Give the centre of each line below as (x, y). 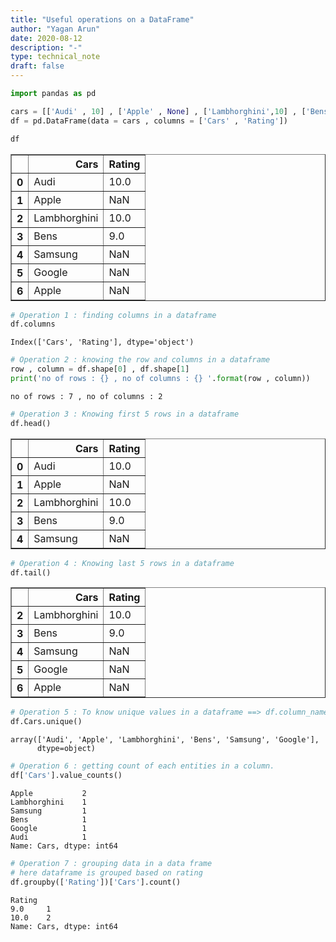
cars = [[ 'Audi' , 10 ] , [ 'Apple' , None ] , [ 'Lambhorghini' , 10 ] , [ (158, 111)
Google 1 (48, 828)
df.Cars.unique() (46, 722)
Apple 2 (48, 793)
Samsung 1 (48, 811)
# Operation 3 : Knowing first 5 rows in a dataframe (125, 414)
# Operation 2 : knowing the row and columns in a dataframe (140, 360)
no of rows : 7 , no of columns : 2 (86, 396)
